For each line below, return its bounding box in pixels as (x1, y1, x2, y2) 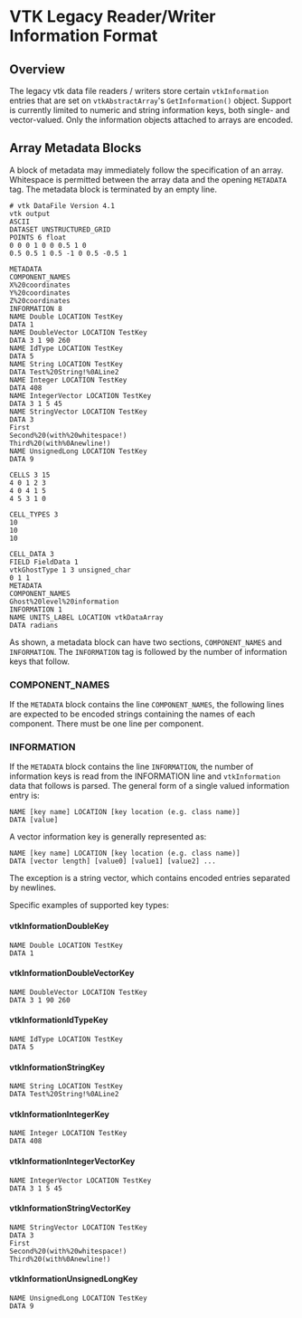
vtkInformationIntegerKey (9, 1108, 110, 1119)
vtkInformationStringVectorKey (9, 1203, 131, 1214)
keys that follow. (9, 656, 71, 667)
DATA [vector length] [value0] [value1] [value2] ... (9, 857, 217, 866)
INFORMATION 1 (9, 604, 63, 614)
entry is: (9, 790, 41, 801)
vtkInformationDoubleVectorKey (9, 968, 135, 979)
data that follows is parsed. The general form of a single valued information (9, 781, 290, 792)
